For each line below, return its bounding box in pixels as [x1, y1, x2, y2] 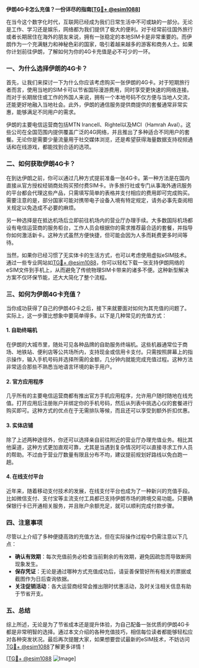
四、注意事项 [6, 519, 43, 527]
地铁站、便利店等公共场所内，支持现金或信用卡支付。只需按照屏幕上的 [16, 348, 188, 355]
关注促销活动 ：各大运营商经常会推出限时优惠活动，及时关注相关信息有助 [14, 583, 191, 590]
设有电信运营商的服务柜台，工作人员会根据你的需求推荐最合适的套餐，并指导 [6, 224, 193, 231]
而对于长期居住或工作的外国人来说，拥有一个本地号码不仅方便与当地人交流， [6, 94, 193, 101]
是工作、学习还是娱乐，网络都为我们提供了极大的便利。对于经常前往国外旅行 [6, 26, 193, 33]
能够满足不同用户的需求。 [16, 109, 79, 116]
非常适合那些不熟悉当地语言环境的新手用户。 [6, 363, 115, 370]
